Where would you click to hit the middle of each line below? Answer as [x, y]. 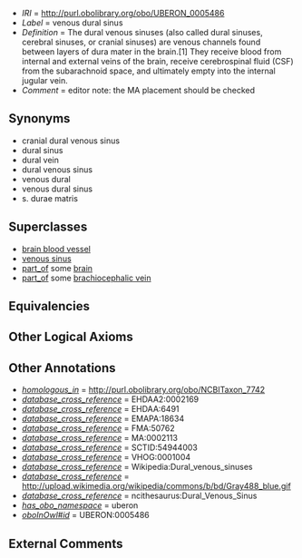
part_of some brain [57, 268]
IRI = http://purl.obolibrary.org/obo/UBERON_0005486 [123, 13]
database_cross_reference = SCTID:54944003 [110, 447]
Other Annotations [62, 368]
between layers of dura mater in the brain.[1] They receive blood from [151, 52]
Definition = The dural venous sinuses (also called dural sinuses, [142, 32]
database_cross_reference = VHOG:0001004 [106, 457]
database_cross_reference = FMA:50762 [98, 428]
